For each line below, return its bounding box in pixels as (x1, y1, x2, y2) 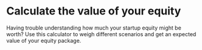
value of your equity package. (6, 37, 82, 44)
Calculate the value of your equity (6, 4, 181, 18)
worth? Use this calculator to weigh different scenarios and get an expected (6, 30, 197, 37)
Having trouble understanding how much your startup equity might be (6, 24, 181, 31)
